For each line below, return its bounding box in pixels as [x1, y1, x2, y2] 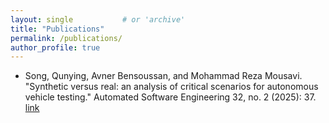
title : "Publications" [10, 24, 105, 34]
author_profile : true [10, 42, 101, 53]
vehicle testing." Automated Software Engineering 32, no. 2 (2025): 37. [24, 91, 317, 103]
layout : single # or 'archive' [10, 14, 186, 25]
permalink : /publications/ [10, 33, 123, 43]
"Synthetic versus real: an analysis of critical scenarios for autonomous [24, 81, 319, 93]
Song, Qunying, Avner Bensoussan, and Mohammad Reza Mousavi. [24, 70, 303, 82]
